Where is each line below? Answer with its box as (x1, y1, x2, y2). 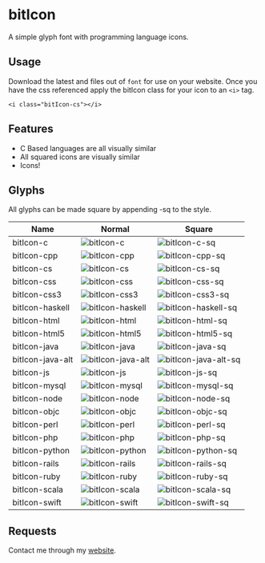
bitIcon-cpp (12, 250, 58, 262)
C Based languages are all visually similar (19, 143, 157, 153)
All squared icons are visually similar (19, 152, 140, 162)
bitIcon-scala (12, 484, 64, 495)
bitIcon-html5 (12, 328, 66, 339)
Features (8, 122, 54, 136)
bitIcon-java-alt (12, 354, 74, 365)
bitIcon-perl (12, 419, 58, 430)
